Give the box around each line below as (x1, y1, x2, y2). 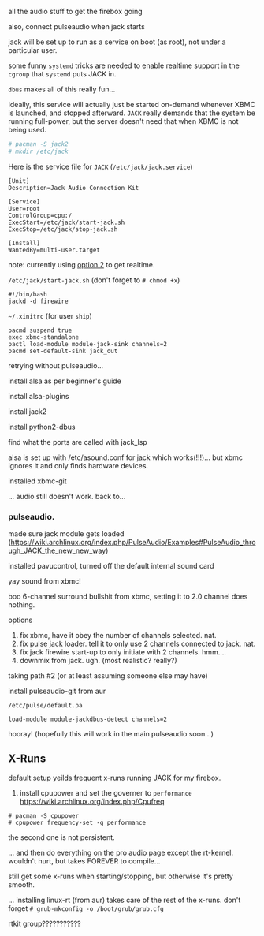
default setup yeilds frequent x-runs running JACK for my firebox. (8, 773, 221, 782)
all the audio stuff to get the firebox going (8, 7, 143, 16)
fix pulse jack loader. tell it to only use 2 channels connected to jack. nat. (19, 639, 256, 649)
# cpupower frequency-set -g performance (8, 819, 147, 826)
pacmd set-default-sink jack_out (8, 347, 118, 355)
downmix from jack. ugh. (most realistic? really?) (19, 656, 177, 666)
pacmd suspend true (8, 326, 73, 334)
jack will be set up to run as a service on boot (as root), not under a (8, 37, 226, 47)
